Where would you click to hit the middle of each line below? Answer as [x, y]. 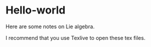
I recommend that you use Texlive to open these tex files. [75, 38]
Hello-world [36, 10]
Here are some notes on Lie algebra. [50, 26]
